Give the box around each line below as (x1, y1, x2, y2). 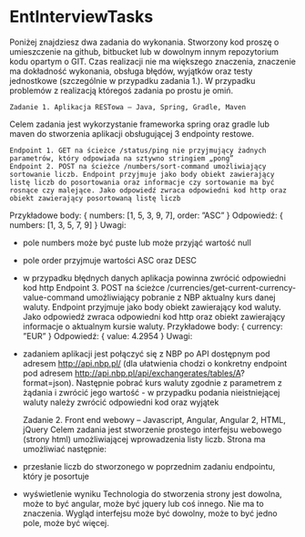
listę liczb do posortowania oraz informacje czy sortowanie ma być (9, 178, 275, 187)
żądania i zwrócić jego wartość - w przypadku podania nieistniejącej (22, 387, 280, 398)
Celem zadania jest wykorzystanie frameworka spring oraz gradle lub (9, 119, 270, 129)
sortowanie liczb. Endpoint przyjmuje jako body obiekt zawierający (9, 170, 275, 179)
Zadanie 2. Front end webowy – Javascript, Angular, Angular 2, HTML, (22, 414, 287, 425)
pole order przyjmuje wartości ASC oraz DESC (22, 254, 198, 265)
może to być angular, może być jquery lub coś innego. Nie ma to (22, 498, 264, 509)
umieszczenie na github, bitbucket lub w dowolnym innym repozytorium (9, 46, 280, 57)
